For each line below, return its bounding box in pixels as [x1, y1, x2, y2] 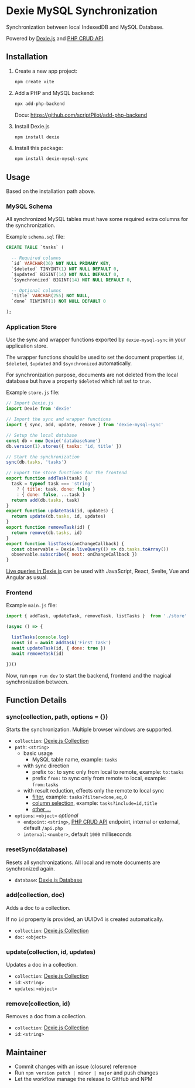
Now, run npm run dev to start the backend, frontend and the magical [6, 672, 172, 679]
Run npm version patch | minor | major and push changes [14, 1069, 159, 1076]
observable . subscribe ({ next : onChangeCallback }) [11, 552, 138, 557]
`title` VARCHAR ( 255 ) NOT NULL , [11, 293, 91, 299]
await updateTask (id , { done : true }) [11, 645, 107, 651]
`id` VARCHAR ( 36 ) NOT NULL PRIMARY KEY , [11, 261, 111, 267]
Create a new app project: [14, 67, 78, 74]
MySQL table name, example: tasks [32, 756, 118, 763]
